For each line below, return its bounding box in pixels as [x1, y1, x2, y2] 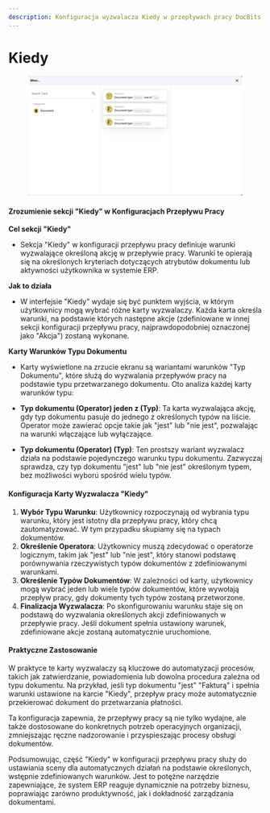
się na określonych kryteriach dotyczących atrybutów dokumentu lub [19, 257, 251, 267]
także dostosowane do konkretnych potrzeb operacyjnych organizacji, [8, 721, 242, 731]
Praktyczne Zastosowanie [8, 645, 98, 655]
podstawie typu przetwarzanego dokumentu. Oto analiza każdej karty [19, 380, 252, 389]
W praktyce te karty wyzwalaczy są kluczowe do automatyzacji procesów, [8, 663, 255, 673]
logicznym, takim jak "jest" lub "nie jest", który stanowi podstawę [19, 550, 236, 559]
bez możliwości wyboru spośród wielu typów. [19, 471, 172, 480]
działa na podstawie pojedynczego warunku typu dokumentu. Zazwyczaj [19, 454, 263, 463]
